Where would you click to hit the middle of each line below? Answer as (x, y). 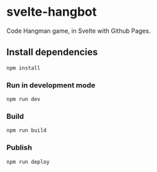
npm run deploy (28, 162)
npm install (23, 68)
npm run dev (23, 100)
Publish (19, 147)
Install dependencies (52, 52)
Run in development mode (51, 85)
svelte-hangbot (52, 12)
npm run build (27, 130)
